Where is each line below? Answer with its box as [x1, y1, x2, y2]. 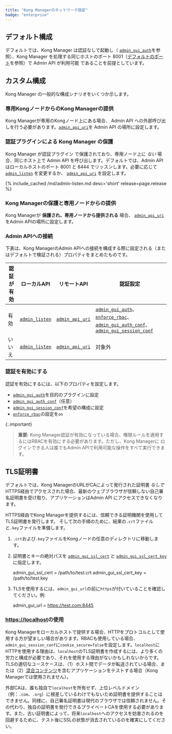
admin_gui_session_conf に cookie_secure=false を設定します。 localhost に [5, 642, 160, 648]
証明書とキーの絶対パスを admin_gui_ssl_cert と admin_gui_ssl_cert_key [12, 553, 167, 559]
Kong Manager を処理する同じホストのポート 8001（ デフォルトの [16, 53, 155, 59]
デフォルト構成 [5, 32, 53, 41]
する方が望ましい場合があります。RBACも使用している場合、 [9, 635, 138, 641]
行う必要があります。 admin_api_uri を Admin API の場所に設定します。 [14, 124, 162, 130]
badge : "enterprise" [5, 12, 50, 17]
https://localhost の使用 [5, 616, 64, 623]
